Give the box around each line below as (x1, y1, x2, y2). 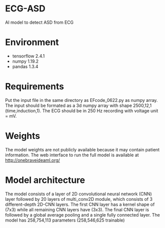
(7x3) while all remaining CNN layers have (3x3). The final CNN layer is (5, 206, 149, 213)
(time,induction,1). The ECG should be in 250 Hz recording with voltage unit (5, 107, 159, 114)
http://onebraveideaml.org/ (5, 157, 60, 163)
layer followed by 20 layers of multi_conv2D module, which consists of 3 (5, 196, 153, 202)
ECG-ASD (5, 3, 45, 14)
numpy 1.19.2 (12, 58, 39, 64)
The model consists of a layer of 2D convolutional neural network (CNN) (5, 191, 152, 197)
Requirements (5, 81, 64, 92)
